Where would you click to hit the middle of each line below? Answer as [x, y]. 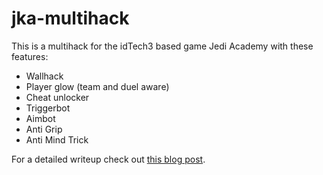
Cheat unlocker [57, 97]
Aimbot [40, 118]
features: [30, 56]
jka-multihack [70, 18]
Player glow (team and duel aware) [97, 86]
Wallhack [44, 76]
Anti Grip [44, 129]
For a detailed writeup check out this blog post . [108, 159]
